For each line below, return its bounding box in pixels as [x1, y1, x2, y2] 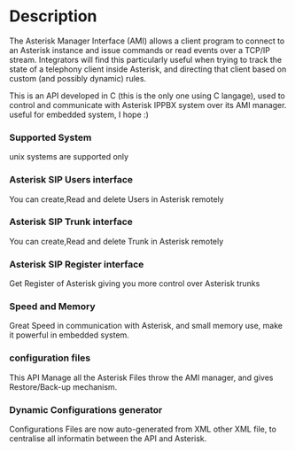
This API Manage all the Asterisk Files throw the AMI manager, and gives [9, 372, 274, 383]
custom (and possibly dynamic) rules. [9, 73, 147, 83]
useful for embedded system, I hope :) [9, 109, 149, 120]
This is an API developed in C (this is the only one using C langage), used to [9, 90, 286, 101]
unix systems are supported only [9, 152, 129, 162]
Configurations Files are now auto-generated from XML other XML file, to [9, 424, 277, 435]
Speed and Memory [9, 300, 96, 313]
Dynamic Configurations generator [9, 403, 163, 416]
